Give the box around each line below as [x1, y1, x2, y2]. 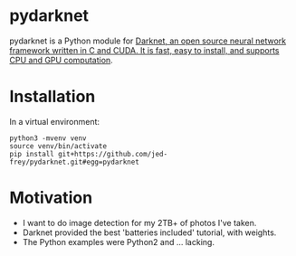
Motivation [9, 187, 93, 208]
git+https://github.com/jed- [57, 149, 168, 158]
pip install [9, 149, 54, 158]
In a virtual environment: [9, 116, 100, 127]
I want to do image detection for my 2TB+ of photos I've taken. [22, 217, 257, 228]
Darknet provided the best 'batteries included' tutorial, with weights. [22, 227, 277, 238]
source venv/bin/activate [9, 141, 107, 150]
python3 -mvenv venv [9, 133, 88, 143]
